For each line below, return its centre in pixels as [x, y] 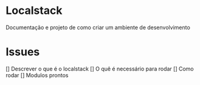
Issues [23, 52]
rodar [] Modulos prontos [37, 75]
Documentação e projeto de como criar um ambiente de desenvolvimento [98, 27]
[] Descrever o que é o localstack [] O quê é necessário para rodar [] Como [100, 69]
